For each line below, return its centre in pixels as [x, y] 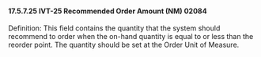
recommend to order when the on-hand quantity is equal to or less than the [131, 37]
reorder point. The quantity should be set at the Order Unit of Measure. [124, 45]
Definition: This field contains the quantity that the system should [114, 28]
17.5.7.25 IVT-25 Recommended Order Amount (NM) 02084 [108, 11]
